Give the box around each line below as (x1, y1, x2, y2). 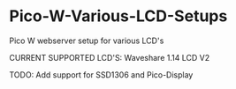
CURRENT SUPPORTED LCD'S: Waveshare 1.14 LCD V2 (9, 52, 210, 63)
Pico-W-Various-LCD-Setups (9, 6, 228, 26)
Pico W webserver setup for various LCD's (9, 35, 164, 46)
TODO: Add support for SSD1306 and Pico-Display (9, 69, 194, 80)
